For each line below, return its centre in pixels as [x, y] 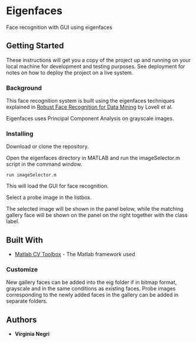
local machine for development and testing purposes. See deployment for [96, 66]
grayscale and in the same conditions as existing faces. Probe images [91, 289]
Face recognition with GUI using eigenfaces [59, 27]
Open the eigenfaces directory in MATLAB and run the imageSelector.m [93, 158]
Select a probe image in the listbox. [49, 197]
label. [13, 221]
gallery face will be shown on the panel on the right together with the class [97, 215]
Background [24, 88]
